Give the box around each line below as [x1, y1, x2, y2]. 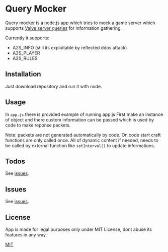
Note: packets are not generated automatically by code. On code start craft [5, 132, 161, 138]
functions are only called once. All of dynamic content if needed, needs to [5, 137, 158, 143]
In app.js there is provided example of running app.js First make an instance [5, 111, 163, 117]
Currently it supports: [5, 35, 49, 41]
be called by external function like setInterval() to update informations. [5, 142, 155, 149]
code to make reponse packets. [5, 122, 71, 128]
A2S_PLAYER [12, 50, 40, 56]
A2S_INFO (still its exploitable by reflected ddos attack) [12, 44, 127, 50]
